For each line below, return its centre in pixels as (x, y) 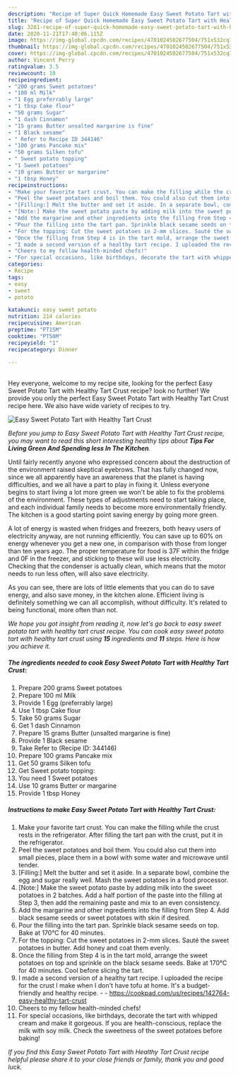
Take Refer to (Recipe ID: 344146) (67, 748)
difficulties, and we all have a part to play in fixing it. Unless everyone (109, 485)
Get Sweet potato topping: (56, 771)
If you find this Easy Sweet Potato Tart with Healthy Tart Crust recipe (109, 1052)
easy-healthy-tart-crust (52, 1000)
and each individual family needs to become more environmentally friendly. (118, 507)
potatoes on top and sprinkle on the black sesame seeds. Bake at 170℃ (123, 963)
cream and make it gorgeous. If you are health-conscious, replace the (120, 1023)
